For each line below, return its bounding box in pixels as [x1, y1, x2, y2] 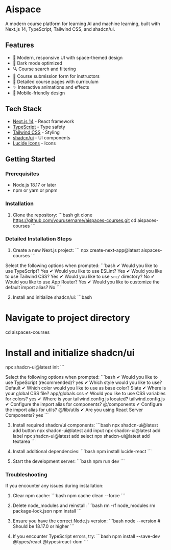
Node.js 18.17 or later [12, 182, 57, 188]
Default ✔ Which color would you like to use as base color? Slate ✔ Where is [5, 384, 166, 391]
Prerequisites [5, 170, 39, 177]
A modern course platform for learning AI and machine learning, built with [5, 21, 160, 27]
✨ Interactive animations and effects [12, 84, 89, 90]
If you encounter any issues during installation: [5, 483, 104, 489]
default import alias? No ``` [5, 284, 61, 290]
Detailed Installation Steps [5, 235, 72, 242]
